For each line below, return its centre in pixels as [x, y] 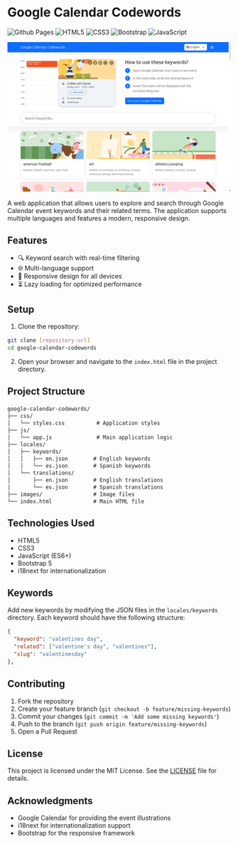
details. [18, 778]
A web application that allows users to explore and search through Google [116, 203]
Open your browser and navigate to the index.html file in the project [117, 361]
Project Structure [46, 391]
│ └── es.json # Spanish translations [85, 487]
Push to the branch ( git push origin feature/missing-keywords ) [112, 724]
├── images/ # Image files [71, 494]
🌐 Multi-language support [56, 269]
